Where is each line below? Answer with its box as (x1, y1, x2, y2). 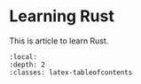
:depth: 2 (9, 60, 46, 69)
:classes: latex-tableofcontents (9, 68, 133, 77)
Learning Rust (9, 6, 115, 27)
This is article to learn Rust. (9, 35, 109, 46)
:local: (9, 52, 38, 61)
